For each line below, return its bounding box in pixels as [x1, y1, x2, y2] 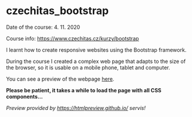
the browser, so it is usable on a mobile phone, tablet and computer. [6, 63, 170, 71]
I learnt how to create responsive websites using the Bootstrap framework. [6, 46, 187, 54]
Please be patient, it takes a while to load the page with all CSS [6, 86, 161, 93]
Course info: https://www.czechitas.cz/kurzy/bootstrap [6, 35, 139, 42]
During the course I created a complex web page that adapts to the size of [6, 58, 186, 65]
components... [6, 93, 43, 100]
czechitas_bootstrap [6, 4, 109, 18]
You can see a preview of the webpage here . [6, 75, 114, 82]
